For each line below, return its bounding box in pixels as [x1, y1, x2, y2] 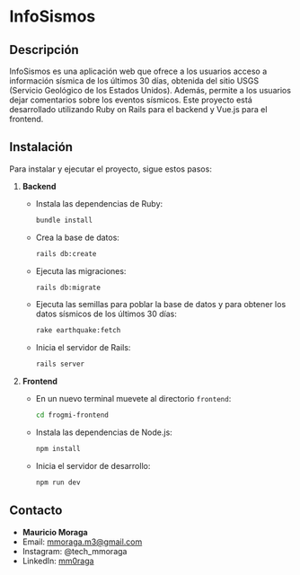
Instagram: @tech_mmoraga [22, 545, 128, 556]
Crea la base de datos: [35, 232, 119, 243]
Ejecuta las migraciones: [35, 265, 127, 276]
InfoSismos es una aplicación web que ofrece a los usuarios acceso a [9, 66, 268, 76]
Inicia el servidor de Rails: [35, 342, 131, 353]
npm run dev [35, 478, 81, 487]
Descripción [9, 42, 79, 57]
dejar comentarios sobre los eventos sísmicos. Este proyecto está [9, 94, 253, 105]
